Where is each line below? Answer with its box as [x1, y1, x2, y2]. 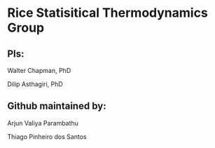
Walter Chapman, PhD [7, 67, 71, 74]
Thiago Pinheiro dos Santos [7, 132, 87, 141]
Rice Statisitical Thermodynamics [7, 5, 208, 21]
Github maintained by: [7, 100, 106, 112]
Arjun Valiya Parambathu [7, 119, 79, 127]
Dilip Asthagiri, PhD [7, 80, 63, 88]
